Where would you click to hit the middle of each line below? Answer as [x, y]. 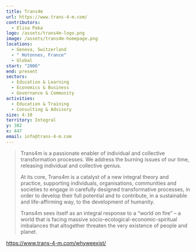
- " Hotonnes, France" [39, 55]
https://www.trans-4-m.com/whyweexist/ [56, 243]
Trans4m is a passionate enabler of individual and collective [93, 153]
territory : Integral [31, 120]
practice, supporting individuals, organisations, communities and [98, 183]
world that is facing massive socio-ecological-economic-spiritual [99, 219]
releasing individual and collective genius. [71, 165]
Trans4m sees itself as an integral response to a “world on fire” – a [101, 213]
